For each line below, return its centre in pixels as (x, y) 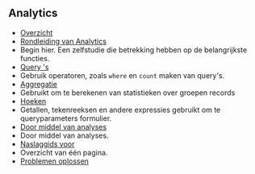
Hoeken (33, 101)
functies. (35, 58)
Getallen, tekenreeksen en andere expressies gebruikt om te (120, 110)
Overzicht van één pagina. (64, 152)
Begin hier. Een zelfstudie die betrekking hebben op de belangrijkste (134, 50)
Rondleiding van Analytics (63, 41)
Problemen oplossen (54, 161)
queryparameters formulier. (66, 118)
